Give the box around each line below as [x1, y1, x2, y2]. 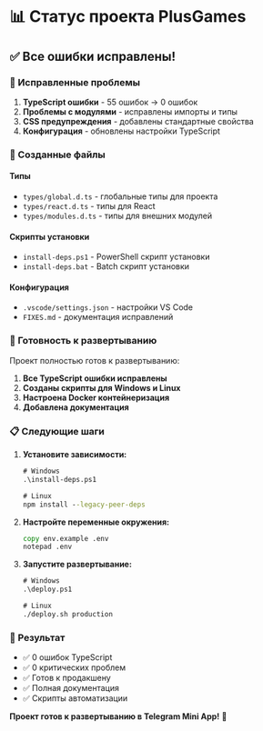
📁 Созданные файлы [9, 148, 106, 161]
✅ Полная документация [22, 683, 120, 694]
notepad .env [22, 542, 73, 552]
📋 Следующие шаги [9, 425, 105, 437]
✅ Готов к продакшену [22, 673, 111, 684]
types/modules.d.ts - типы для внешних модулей [22, 210, 212, 221]
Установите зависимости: [22, 449, 127, 459]
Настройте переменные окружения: [22, 516, 170, 527]
